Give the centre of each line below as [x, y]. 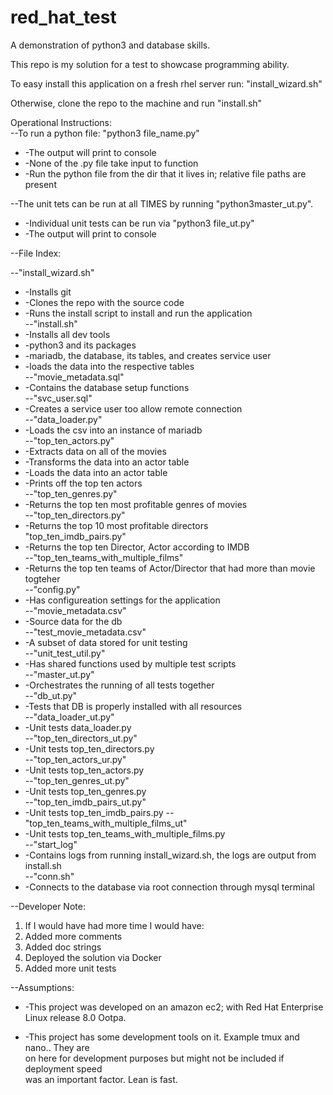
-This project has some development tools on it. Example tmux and [162, 1037]
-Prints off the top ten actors [83, 483]
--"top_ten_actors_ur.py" [75, 759]
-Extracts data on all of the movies [95, 451]
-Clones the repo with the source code [104, 302]
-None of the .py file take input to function [111, 163]
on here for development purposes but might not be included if [154, 1058]
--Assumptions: [42, 987]
